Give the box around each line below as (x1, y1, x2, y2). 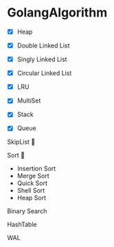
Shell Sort (16, 186, 45, 195)
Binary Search (7, 207, 47, 215)
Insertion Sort (16, 164, 56, 173)
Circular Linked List (16, 69, 72, 77)
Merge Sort (16, 172, 49, 180)
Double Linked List (16, 41, 70, 50)
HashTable (7, 220, 37, 228)
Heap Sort (16, 194, 47, 202)
